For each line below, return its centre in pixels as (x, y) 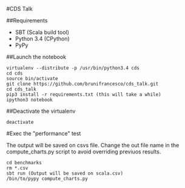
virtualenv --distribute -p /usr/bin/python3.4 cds (73, 68)
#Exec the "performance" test (44, 133)
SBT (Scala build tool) (42, 32)
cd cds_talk (21, 89)
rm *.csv (17, 168)
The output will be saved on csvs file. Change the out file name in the (93, 145)
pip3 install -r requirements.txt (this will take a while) (84, 95)
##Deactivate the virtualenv (41, 111)
